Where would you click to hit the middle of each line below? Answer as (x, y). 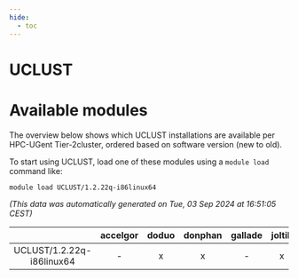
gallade (247, 235)
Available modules (78, 110)
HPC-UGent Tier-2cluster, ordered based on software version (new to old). (145, 144)
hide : (19, 17)
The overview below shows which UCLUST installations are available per (142, 135)
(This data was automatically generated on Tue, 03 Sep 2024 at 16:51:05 (143, 203)
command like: (36, 171)
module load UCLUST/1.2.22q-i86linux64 (83, 187)
